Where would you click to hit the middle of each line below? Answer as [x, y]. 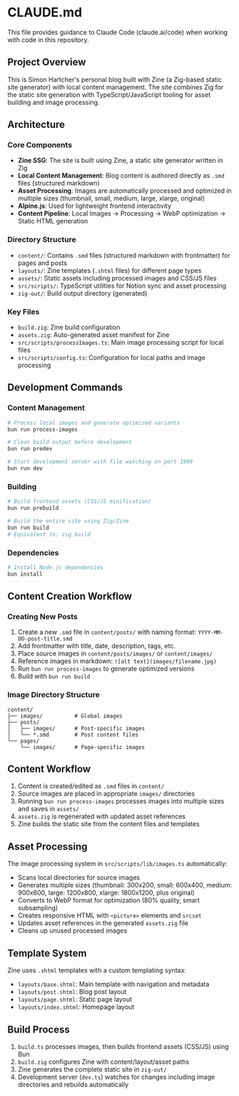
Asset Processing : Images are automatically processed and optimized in [124, 191]
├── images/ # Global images [65, 716]
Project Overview [47, 62]
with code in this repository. [48, 39]
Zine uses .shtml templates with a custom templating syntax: [97, 970]
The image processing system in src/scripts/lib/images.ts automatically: [117, 864]
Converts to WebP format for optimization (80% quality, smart [108, 900]
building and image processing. [54, 102]
